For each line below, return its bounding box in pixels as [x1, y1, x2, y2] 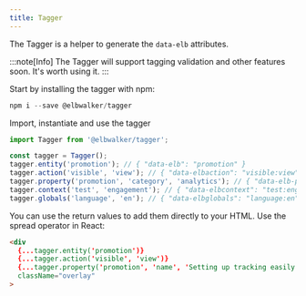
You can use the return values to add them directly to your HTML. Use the [9, 210, 287, 221]
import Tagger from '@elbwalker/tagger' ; [9, 135, 169, 144]
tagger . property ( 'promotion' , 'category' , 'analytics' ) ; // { [9, 177, 250, 186]
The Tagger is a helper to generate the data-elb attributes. [9, 38, 229, 49]
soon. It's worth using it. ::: [9, 66, 109, 77]
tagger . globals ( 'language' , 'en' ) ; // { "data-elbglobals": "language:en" [9, 193, 300, 203]
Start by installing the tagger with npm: [9, 83, 155, 94]
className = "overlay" [17, 271, 96, 281]
